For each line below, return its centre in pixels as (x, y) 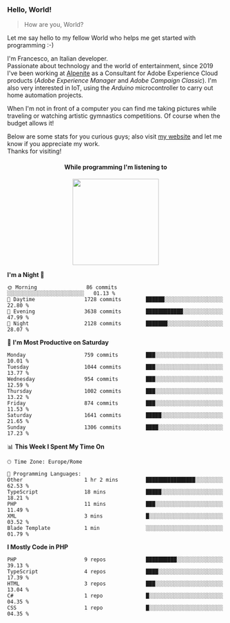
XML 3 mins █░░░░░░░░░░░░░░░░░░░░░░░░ (115, 516)
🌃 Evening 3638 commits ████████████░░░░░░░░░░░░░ (115, 311)
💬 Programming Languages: (44, 473)
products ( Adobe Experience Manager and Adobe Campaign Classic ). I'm (112, 81)
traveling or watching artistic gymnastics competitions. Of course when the (114, 116)
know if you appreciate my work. (53, 144)
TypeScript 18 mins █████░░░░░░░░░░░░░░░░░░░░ (115, 492)
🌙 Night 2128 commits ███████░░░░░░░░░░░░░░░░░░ (115, 323)
